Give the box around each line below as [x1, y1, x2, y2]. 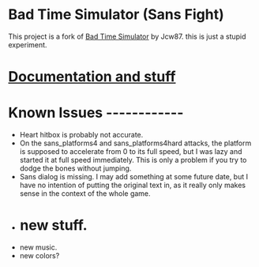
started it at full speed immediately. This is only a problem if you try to [19, 156, 247, 165]
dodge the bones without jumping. [19, 164, 132, 173]
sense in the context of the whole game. [19, 189, 152, 198]
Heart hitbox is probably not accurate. [19, 130, 144, 140]
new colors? [19, 251, 60, 260]
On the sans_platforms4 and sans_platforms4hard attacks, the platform [19, 138, 252, 148]
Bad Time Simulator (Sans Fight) [8, 6, 224, 24]
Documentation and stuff [8, 68, 176, 86]
